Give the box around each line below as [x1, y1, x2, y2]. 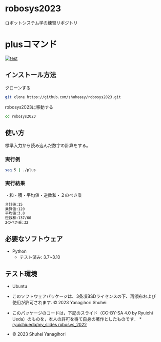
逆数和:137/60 [5, 215, 32, 221]
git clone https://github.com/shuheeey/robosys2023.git [5, 94, 121, 100]
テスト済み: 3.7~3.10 [19, 254, 60, 260]
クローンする [5, 84, 31, 91]
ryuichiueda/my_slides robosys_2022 [12, 321, 87, 327]
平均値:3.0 [5, 211, 25, 216]
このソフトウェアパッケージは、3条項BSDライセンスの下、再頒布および [12, 293, 156, 299]
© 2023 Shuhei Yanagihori [12, 331, 66, 337]
